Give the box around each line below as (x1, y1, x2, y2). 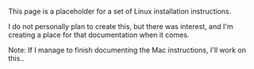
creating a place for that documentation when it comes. (8, 31, 190, 39)
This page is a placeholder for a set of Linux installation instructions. (8, 7, 232, 16)
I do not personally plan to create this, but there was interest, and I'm (8, 22, 233, 31)
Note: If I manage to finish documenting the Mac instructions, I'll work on (8, 45, 246, 54)
